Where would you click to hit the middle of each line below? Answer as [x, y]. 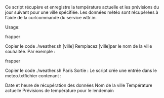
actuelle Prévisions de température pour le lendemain [60, 90]
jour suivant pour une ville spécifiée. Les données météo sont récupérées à [82, 12]
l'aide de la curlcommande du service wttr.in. [51, 17]
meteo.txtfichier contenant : [33, 76]
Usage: [12, 27]
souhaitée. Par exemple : [30, 51]
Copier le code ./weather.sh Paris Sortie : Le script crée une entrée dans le [81, 70]
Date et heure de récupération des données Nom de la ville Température [79, 85]
